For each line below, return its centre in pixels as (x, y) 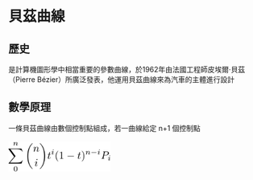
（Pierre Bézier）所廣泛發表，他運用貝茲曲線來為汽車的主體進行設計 (122, 80)
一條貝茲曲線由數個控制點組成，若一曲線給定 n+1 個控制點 (105, 128)
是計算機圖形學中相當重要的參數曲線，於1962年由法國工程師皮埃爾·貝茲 (127, 70)
